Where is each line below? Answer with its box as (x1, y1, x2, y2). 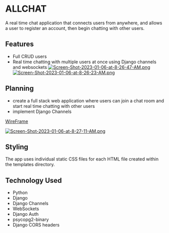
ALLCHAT (5, 3, 47, 15)
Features (5, 40, 34, 49)
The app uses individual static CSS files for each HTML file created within (5, 156, 159, 162)
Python (12, 189, 28, 196)
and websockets (12, 64, 47, 70)
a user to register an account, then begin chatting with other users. (5, 25, 145, 31)
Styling (5, 142, 29, 151)
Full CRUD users (12, 53, 47, 59)
